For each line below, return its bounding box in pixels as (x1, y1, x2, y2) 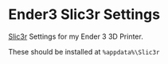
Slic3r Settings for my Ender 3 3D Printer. (8, 32, 143, 41)
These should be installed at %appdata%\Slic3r (8, 47, 160, 56)
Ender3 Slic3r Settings (8, 6, 161, 24)
